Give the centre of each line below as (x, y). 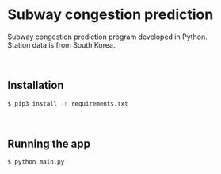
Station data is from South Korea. (61, 44)
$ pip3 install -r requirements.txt (68, 104)
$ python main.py (36, 162)
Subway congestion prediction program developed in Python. (107, 37)
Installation (36, 85)
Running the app (49, 144)
